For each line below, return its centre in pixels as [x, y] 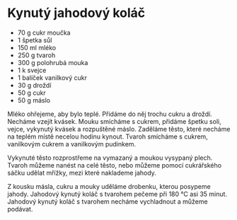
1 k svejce [32, 70]
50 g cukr [31, 93]
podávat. [20, 209]
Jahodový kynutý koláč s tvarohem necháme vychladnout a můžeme [108, 201]
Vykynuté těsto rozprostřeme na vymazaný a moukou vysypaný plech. [110, 158]
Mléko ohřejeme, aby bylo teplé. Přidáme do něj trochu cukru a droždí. [110, 114]
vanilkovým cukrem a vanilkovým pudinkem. [72, 144]
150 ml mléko [37, 47]
